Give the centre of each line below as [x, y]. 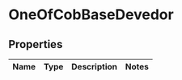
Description [94, 67]
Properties [36, 44]
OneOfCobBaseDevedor [91, 15]
